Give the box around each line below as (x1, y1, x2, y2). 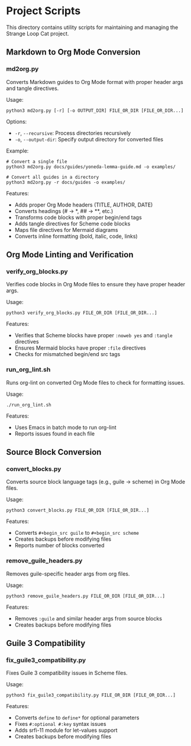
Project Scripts (6, 4, 81, 18)
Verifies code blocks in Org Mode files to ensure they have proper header (6, 281, 186, 288)
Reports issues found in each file (14, 430, 95, 437)
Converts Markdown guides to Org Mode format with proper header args (6, 78, 183, 85)
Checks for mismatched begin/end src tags (14, 351, 121, 358)
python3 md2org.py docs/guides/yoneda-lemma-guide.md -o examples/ (6, 164, 176, 170)
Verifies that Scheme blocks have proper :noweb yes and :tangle (14, 332, 173, 339)
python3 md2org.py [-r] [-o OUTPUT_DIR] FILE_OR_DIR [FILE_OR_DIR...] (6, 108, 184, 114)
